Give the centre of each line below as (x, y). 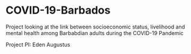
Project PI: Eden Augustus (38, 45)
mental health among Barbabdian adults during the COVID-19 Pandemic (95, 33)
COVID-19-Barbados (58, 10)
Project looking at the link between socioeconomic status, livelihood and (95, 27)
